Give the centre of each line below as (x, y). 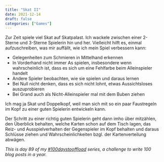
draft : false (19, 19)
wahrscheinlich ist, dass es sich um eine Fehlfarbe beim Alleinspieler (82, 68)
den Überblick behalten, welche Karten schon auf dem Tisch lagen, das (78, 124)
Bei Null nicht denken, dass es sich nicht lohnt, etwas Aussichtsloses (82, 84)
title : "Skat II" (23, 10)
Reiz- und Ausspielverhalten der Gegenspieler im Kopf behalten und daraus (82, 129)
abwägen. (15, 140)
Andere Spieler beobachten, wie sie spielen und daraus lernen (76, 79)
